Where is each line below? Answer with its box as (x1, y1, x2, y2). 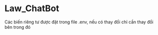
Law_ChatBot (4, 3, 59, 14)
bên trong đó (4, 24, 31, 30)
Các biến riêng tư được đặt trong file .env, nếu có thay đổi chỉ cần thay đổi (4, 19, 154, 25)
